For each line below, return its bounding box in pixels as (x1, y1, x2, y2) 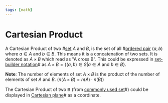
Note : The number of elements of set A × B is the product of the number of (5, 71, 160, 77)
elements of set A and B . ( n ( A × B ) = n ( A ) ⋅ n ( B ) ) (5, 76, 104, 82)
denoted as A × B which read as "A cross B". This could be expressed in (5, 56, 154, 62)
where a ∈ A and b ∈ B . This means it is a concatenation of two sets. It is (5, 50, 158, 56)
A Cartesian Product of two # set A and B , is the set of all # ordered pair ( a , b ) (5, 45, 163, 51)
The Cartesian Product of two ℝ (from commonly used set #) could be (5, 86, 149, 92)
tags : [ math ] (5, 7, 33, 12)
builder (5, 61, 20, 67)
